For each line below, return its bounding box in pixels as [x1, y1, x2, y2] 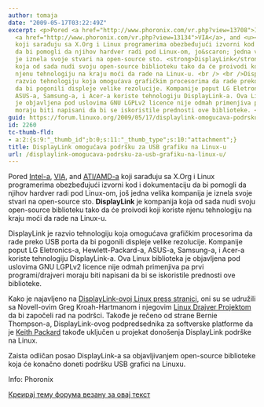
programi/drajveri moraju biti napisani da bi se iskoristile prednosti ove [8, 270, 236, 280]
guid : [8, 114, 26, 122]
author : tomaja [8, 11, 58, 20]
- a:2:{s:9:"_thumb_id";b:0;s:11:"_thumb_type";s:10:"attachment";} [8, 135, 237, 144]
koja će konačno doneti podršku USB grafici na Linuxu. [8, 359, 186, 369]
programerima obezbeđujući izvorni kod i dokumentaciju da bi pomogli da [8, 180, 247, 189]
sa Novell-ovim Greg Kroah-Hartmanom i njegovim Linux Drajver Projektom [8, 302, 251, 312]
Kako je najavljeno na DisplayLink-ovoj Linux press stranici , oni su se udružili [8, 294, 256, 303]
